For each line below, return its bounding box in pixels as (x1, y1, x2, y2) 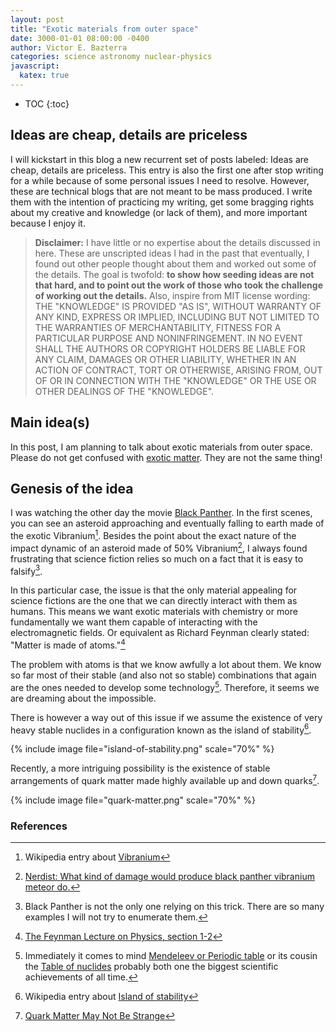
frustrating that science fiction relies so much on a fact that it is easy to (10, 552, 304, 565)
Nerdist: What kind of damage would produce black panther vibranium (24, 871, 315, 883)
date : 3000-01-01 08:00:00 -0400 (10, 33, 150, 43)
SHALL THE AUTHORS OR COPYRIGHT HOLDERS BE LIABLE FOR (34, 342, 306, 355)
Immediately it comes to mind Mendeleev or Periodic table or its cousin (24, 950, 318, 962)
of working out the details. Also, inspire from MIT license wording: (34, 289, 311, 301)
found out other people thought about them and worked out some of (34, 257, 317, 270)
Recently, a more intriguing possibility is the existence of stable (10, 762, 271, 775)
